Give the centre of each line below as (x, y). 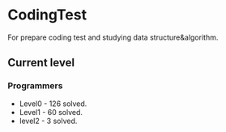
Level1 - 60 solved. (51, 112)
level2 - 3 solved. (48, 121)
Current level (41, 63)
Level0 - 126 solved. (53, 104)
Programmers (35, 86)
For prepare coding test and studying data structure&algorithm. (113, 37)
